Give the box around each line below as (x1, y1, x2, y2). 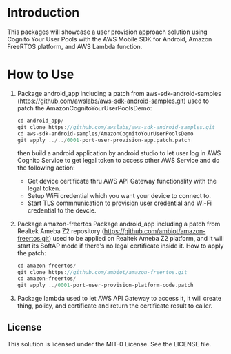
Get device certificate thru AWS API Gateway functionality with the (27, 177, 217, 186)
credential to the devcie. (27, 206, 97, 215)
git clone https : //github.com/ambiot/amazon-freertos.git (17, 269, 188, 276)
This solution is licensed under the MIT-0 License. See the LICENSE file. (7, 340, 212, 348)
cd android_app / (17, 117, 64, 124)
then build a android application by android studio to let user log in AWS (17, 149, 221, 157)
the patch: (17, 249, 47, 257)
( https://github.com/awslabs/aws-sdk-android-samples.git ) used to (17, 97, 209, 105)
